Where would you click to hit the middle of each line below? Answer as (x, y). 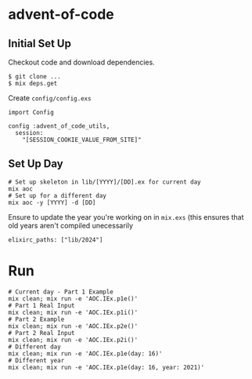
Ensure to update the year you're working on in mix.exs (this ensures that (126, 217)
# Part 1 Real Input (42, 305)
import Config (31, 112)
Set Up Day (36, 164)
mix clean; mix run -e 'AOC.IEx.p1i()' (73, 312)
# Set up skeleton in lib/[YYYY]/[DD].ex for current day (104, 182)
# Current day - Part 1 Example (61, 292)
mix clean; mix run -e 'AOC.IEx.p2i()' (73, 340)
